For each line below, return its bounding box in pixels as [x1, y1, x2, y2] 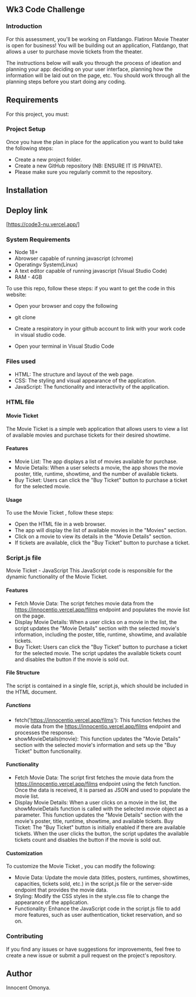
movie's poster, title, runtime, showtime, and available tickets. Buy [14, 818, 174, 824]
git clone [14, 314, 36, 321]
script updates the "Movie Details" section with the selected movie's [14, 625, 180, 632]
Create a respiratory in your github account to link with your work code [14, 325, 185, 333]
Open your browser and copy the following [14, 303, 118, 310]
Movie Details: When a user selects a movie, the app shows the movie [14, 464, 183, 471]
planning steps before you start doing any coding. [6, 78, 126, 85]
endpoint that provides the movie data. [14, 886, 108, 893]
